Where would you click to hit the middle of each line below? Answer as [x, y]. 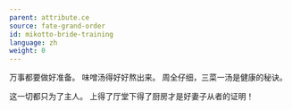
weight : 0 [28, 51]
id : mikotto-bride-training [62, 34]
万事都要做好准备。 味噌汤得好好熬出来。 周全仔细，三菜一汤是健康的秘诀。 [148, 78]
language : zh [33, 42]
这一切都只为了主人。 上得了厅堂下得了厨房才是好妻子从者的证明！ [132, 97]
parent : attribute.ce [50, 17]
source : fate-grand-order [57, 26]
